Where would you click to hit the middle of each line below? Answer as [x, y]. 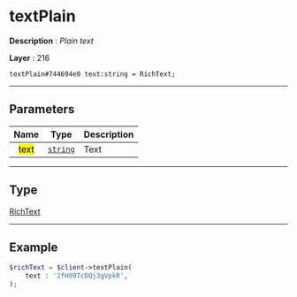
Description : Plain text [52, 41]
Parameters [42, 109]
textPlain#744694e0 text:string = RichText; [92, 74]
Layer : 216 [30, 57]
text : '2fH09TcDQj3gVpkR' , [76, 276]
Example [34, 247]
